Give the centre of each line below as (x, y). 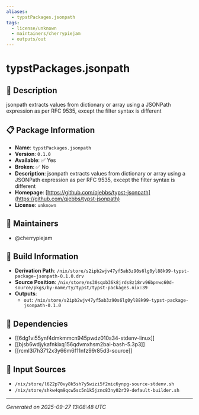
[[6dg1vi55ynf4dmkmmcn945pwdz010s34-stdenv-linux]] (85, 338)
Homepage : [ (31, 192)
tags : (13, 23)
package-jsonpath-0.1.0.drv (49, 276)
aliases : (17, 12)
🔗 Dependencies (37, 324)
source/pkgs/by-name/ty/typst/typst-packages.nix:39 (81, 288)
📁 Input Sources (36, 369)
